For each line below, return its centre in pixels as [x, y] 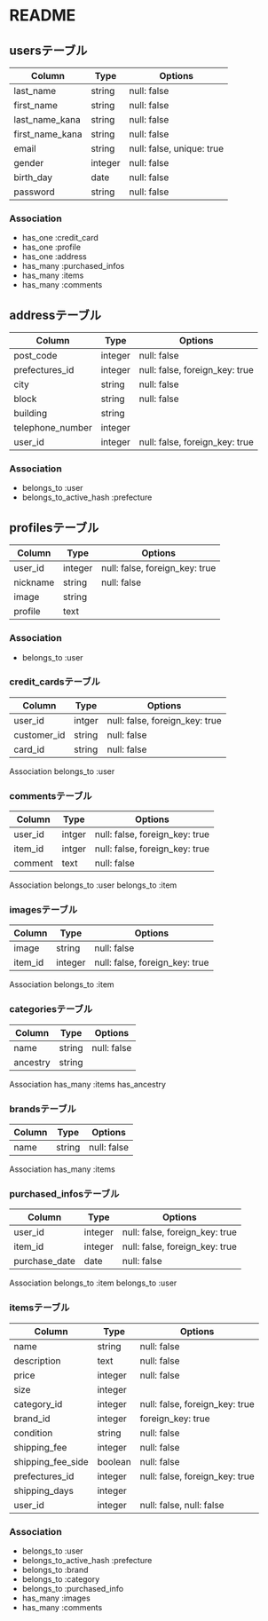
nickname [34, 582]
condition [33, 1433]
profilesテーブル [54, 528]
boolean [114, 1461]
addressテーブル [55, 315]
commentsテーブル [51, 795]
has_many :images [56, 1598]
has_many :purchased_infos [73, 266]
